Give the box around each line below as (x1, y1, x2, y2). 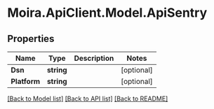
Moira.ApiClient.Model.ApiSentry (7, 5, 208, 21)
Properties (7, 33, 55, 45)
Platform (11, 77, 41, 86)
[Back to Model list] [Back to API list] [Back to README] (7, 94, 168, 103)
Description (74, 54, 114, 63)
